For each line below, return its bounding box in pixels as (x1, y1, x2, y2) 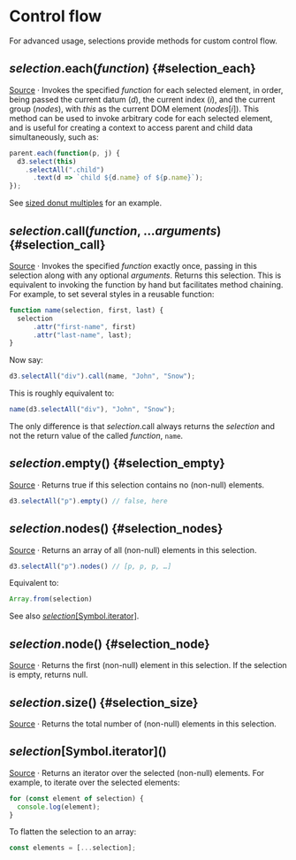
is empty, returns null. (9, 670, 88, 680)
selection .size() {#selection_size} (9, 695, 199, 710)
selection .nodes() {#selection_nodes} (9, 521, 224, 536)
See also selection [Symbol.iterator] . (9, 610, 140, 621)
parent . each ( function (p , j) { (9, 149, 121, 157)
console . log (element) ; (17, 802, 101, 811)
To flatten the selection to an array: (9, 826, 137, 837)
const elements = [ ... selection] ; (9, 843, 137, 853)
